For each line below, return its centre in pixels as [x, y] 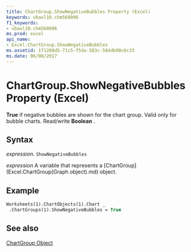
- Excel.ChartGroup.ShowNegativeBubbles [57, 45]
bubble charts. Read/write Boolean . [51, 121]
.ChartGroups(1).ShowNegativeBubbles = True [65, 210]
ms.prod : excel [25, 34]
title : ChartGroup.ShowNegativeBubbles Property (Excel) [78, 12]
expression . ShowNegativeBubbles [47, 154]
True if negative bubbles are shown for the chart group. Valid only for [92, 114]
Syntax [20, 140]
